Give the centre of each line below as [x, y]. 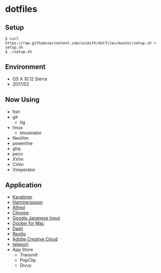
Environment [26, 67]
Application [24, 185]
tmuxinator [31, 133]
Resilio [19, 234]
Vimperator [24, 169]
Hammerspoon [27, 202]
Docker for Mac [28, 223]
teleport [20, 244]
